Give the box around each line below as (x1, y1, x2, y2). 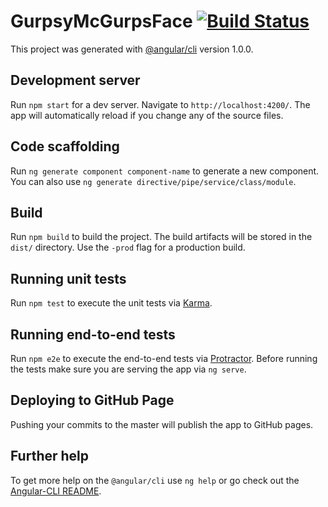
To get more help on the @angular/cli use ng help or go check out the (10, 474, 300, 486)
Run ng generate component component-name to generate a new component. (10, 165, 320, 177)
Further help (10, 448, 90, 465)
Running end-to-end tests (10, 326, 176, 343)
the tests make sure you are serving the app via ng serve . (10, 363, 247, 375)
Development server (10, 72, 141, 89)
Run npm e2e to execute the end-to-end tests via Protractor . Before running (10, 353, 318, 364)
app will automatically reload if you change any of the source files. (10, 109, 284, 121)
